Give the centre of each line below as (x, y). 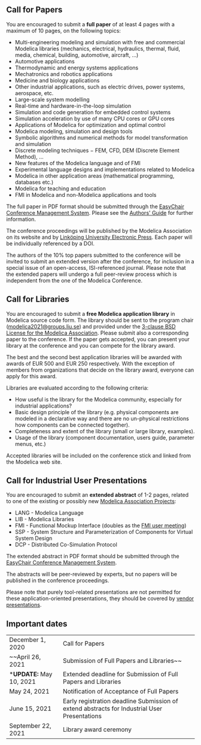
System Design (33, 539)
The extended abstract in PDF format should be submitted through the (93, 557)
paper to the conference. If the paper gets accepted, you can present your (98, 339)
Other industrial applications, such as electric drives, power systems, (100, 87)
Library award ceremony (97, 729)
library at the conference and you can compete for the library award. (91, 345)
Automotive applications (45, 61)
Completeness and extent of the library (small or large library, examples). (105, 431)
